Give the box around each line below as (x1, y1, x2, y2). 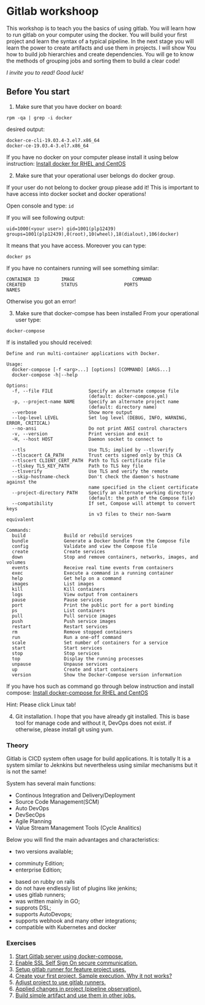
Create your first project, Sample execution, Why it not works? (15, 972, 173, 980)
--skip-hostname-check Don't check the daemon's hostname (12, 473, 179, 480)
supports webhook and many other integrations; (15, 917, 137, 925)
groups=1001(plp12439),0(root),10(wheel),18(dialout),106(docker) (6, 231, 179, 237)
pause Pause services (12, 597, 103, 603)
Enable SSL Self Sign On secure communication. (15, 959, 138, 966)
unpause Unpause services (12, 661, 108, 667)
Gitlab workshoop (6, 4, 99, 18)
